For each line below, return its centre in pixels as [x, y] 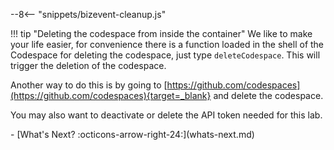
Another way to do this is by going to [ [89, 85]
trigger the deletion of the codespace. [88, 65]
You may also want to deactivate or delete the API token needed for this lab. [166, 115]
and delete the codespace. [268, 95]
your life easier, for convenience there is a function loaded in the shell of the [167, 44]
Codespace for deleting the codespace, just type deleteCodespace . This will [165, 55]
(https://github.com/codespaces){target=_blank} [111, 95]
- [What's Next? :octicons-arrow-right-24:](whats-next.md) [132, 134]
